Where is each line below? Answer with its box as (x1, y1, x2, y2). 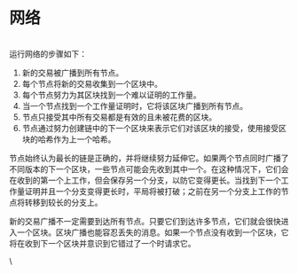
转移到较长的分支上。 (24, 197, 103, 207)
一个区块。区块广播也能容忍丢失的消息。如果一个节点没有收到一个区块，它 (16, 227, 289, 238)
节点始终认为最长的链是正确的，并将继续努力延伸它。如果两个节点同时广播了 (9, 153, 289, 163)
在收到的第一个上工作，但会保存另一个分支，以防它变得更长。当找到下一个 (9, 175, 281, 185)
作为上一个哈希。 (52, 134, 116, 145)
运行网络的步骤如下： (9, 48, 87, 59)
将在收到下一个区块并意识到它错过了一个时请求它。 (9, 238, 196, 248)
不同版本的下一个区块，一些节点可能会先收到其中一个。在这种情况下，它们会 (9, 163, 289, 174)
